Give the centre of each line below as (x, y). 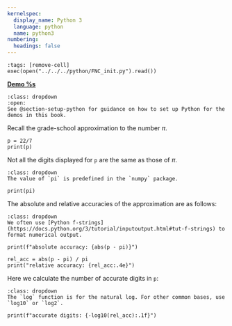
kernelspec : (24, 14)
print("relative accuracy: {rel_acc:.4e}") (71, 265)
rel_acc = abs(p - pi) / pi (48, 259)
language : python (39, 26)
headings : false (37, 46)
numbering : (23, 40)
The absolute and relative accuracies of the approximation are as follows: (112, 204)
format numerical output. (44, 235)
